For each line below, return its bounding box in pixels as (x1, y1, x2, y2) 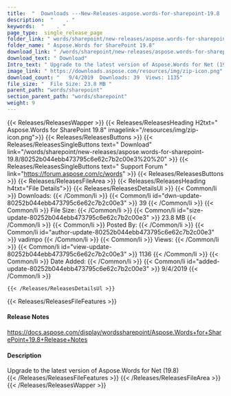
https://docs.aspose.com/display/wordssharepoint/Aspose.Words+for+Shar (7, 328, 222, 337)
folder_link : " (7, 36, 51, 43)
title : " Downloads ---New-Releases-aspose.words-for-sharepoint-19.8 (7, 10, 220, 17)
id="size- (177, 206, 204, 214)
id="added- (186, 257, 220, 265)
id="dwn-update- (152, 191, 203, 199)
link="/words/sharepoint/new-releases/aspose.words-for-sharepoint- (7, 147, 205, 155)
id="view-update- (60, 242, 112, 251)
